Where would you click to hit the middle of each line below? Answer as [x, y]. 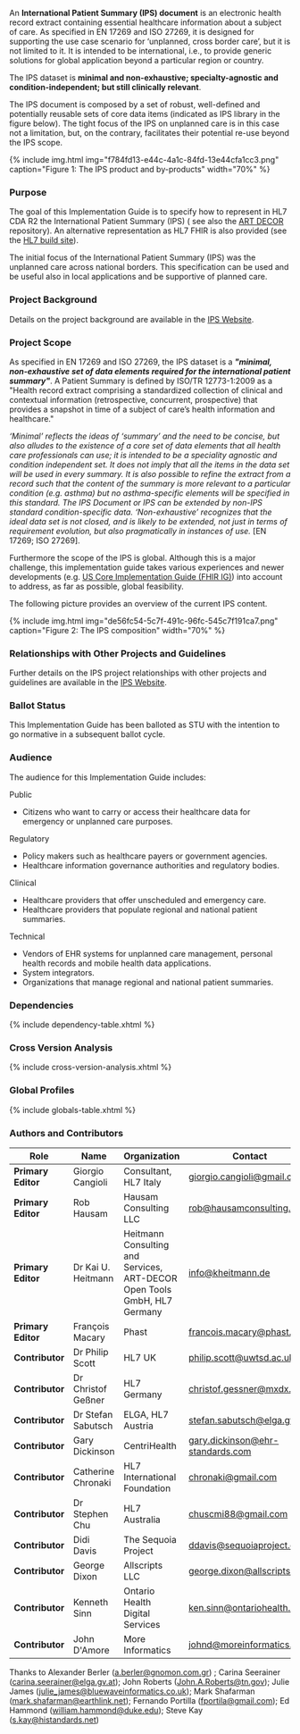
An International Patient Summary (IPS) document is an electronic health [145, 13]
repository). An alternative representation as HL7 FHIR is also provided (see [148, 230]
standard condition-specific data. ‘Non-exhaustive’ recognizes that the [141, 512]
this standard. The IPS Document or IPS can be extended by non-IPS [136, 502]
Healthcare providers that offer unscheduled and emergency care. [144, 900]
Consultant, [148, 1171]
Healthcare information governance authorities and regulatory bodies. [150, 865]
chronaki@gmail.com [233, 1477]
